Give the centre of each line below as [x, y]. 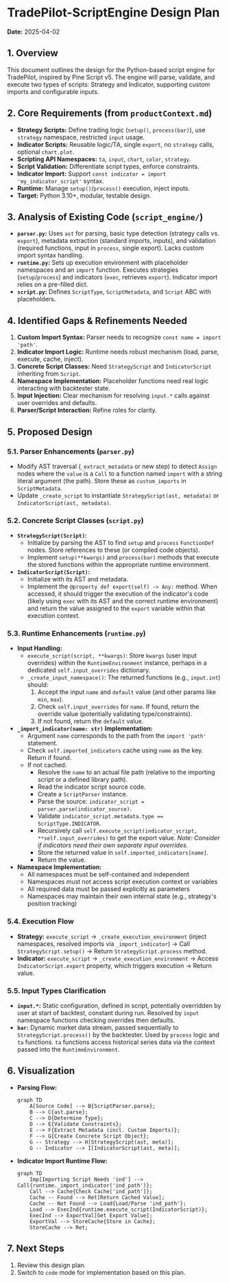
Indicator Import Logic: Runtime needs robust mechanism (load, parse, [118, 352]
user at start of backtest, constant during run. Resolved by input [108, 1013]
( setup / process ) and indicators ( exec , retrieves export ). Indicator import [117, 277]
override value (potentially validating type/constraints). [115, 714]
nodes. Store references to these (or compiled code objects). [113, 550]
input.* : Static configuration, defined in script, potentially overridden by [119, 1006]
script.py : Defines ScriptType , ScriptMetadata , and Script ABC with [114, 292]
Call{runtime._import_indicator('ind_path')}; [85, 1186]
